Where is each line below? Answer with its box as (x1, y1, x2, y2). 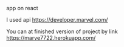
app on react (6, 5, 38, 11)
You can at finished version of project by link (6, 28, 119, 35)
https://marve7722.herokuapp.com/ (6, 34, 96, 41)
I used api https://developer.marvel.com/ (6, 16, 108, 23)
